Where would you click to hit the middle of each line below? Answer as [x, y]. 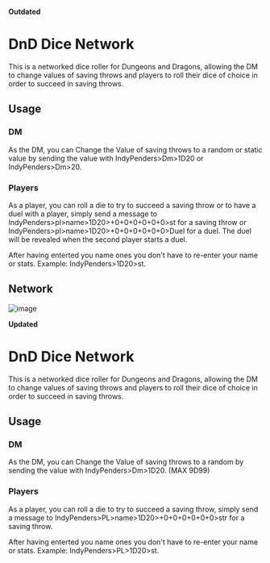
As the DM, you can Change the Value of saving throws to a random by [126, 462]
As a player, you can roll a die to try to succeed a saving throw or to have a [132, 205]
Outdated [25, 12]
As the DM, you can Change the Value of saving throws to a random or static [135, 149]
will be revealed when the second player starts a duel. [98, 239]
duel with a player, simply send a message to [83, 214]
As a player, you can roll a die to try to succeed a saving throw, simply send [133, 509]
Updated [23, 324]
